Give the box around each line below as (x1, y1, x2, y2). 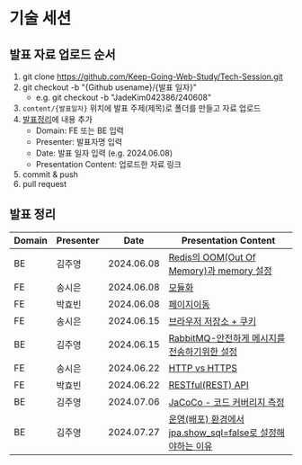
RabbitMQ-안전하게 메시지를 (168, 332, 286, 344)
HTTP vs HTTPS (168, 362, 238, 374)
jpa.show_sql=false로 (168, 426, 258, 439)
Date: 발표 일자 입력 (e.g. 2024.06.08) (35, 148, 173, 158)
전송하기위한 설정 (168, 345, 238, 358)
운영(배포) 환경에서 (168, 413, 244, 425)
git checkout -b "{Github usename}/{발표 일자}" (22, 82, 198, 93)
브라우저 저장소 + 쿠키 (168, 315, 257, 327)
